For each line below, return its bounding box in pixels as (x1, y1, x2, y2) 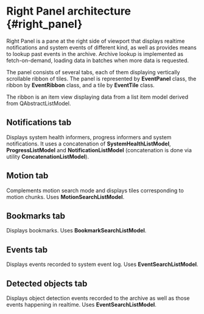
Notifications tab (6, 117, 72, 128)
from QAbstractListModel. (6, 99, 71, 107)
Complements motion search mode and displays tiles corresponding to (6, 187, 184, 194)
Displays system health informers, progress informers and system (6, 133, 172, 141)
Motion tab (6, 170, 49, 181)
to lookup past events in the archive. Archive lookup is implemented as (6, 50, 184, 57)
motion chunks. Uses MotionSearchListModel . (6, 193, 125, 200)
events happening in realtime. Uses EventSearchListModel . (6, 301, 157, 308)
